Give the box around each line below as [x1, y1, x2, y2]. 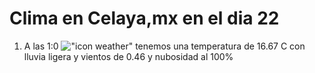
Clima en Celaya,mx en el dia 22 [9, 7, 280, 30]
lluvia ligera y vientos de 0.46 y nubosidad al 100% [23, 50, 234, 62]
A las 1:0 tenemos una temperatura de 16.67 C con [23, 40, 306, 52]
